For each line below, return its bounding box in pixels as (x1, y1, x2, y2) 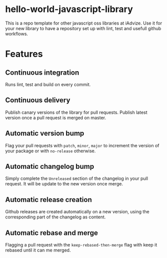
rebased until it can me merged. (5, 247, 71, 253)
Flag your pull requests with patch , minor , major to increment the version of (5, 142, 159, 148)
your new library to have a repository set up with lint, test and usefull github (5, 25, 161, 31)
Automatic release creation (5, 195, 92, 204)
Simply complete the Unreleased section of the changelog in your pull (5, 175, 148, 181)
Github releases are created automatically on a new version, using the (5, 209, 149, 215)
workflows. (5, 31, 29, 37)
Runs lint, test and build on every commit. (5, 81, 91, 87)
